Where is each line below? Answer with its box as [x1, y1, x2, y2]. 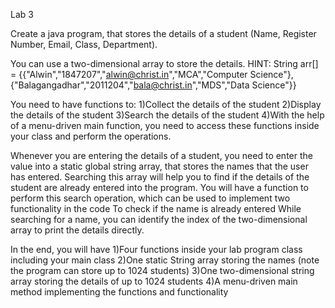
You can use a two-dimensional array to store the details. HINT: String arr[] [10, 58, 319, 69]
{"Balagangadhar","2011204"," [10, 79, 134, 91]
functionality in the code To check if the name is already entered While [10, 203, 302, 214]
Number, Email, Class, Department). [10, 39, 158, 50]
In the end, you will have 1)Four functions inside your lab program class [10, 244, 303, 255]
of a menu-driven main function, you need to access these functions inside [10, 120, 320, 131]
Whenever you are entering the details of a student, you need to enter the [10, 150, 313, 161]
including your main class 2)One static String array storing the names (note [10, 254, 320, 266]
